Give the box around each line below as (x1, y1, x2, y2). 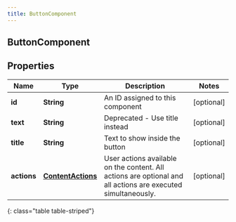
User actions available (104, 153, 177, 163)
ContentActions (43, 171, 98, 181)
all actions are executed (104, 180, 183, 190)
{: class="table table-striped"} (7, 207, 95, 215)
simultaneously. (104, 188, 156, 198)
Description (125, 81, 165, 91)
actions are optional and (104, 171, 184, 181)
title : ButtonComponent (7, 10, 77, 18)
